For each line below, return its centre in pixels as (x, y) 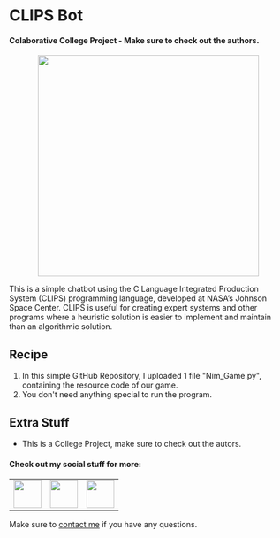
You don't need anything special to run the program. (117, 395)
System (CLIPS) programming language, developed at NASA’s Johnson (138, 298)
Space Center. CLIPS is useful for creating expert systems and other (133, 308)
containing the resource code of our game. (100, 385)
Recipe (29, 354)
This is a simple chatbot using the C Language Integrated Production (134, 289)
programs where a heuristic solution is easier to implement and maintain (140, 317)
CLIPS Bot (46, 15)
